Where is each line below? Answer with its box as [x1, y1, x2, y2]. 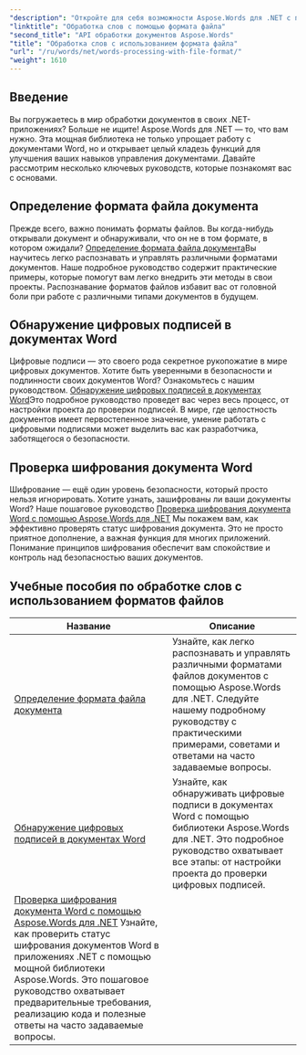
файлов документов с [172, 670, 269, 682]
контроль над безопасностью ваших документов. [9, 552, 204, 563]
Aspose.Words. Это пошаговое [14, 974, 149, 986]
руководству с [172, 715, 237, 728]
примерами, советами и [172, 738, 280, 751]
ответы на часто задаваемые [14, 1019, 144, 1032]
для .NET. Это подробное [172, 833, 284, 846]
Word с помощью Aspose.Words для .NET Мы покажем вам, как [9, 513, 259, 524]
